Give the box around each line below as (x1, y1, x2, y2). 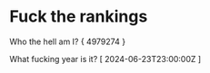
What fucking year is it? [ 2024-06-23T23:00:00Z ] (9, 53, 202, 64)
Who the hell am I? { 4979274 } (9, 36, 125, 47)
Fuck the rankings (9, 6, 148, 27)
